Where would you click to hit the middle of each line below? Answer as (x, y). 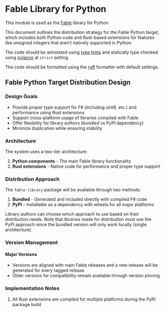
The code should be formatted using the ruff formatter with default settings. (82, 67)
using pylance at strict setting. (37, 57)
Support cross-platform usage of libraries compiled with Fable (75, 118)
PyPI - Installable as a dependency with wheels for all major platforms (83, 205)
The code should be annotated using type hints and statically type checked (82, 52)
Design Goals (21, 96)
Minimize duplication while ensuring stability (57, 128)
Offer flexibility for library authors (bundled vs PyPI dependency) (78, 123)
